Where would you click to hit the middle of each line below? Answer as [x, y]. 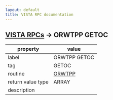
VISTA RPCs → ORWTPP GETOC [57, 35]
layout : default [22, 10]
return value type [28, 82]
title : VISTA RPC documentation [39, 15]
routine [16, 74]
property [28, 49]
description [21, 90]
